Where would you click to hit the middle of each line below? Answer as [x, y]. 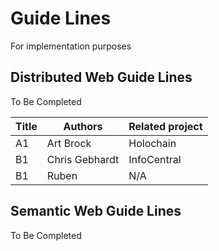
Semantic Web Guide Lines [96, 211]
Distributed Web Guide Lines [101, 77]
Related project [165, 126]
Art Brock [69, 143]
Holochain [152, 143]
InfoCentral [155, 159]
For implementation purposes [71, 46]
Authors [83, 126]
